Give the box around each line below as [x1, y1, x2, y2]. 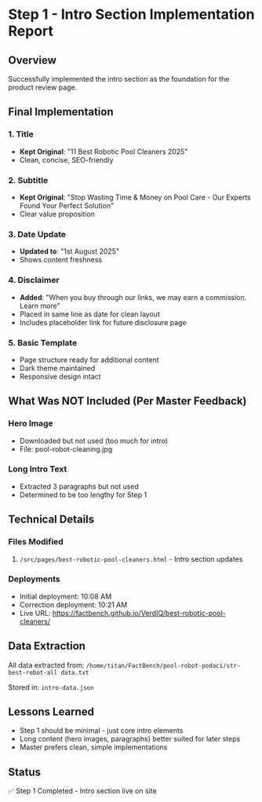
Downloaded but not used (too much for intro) [19, 436, 169, 445]
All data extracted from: [8, 660, 85, 669]
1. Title [8, 129, 34, 140]
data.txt [60, 668, 89, 676]
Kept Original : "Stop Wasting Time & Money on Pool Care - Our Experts [19, 192, 251, 202]
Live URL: [19, 608, 51, 617]
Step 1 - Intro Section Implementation [8, 5, 255, 24]
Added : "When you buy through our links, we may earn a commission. [19, 292, 247, 302]
